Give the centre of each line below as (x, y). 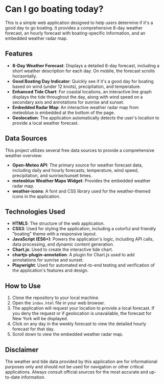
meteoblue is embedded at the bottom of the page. (64, 112)
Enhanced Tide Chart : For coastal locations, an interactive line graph (82, 91)
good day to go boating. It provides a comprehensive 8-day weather (74, 27)
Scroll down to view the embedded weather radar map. (68, 334)
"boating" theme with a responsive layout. (54, 234)
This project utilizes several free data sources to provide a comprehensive (80, 150)
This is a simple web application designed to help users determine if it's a (79, 23)
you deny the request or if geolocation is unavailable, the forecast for (82, 313)
